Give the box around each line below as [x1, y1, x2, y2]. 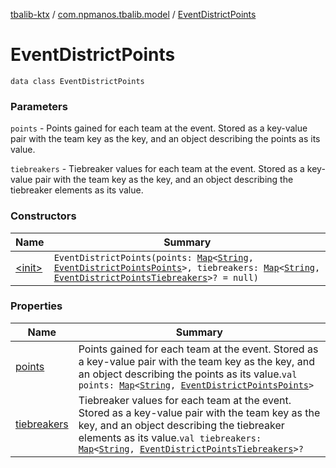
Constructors [10, 209, 77, 223]
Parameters [10, 99, 68, 113]
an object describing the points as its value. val [78, 367, 298, 381]
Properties [10, 299, 63, 313]
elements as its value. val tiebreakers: [78, 430, 262, 444]
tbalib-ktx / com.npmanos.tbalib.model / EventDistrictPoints [10, 9, 257, 20]
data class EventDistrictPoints [10, 76, 145, 86]
